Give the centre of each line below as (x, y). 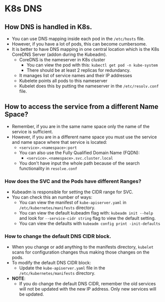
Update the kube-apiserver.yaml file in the (62, 268)
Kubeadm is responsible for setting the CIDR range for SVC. (73, 192)
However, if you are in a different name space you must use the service (84, 137)
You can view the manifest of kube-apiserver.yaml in (73, 203)
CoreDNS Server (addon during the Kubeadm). (59, 54)
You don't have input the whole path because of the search (80, 163)
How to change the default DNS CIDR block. (58, 236)
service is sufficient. (32, 131)
